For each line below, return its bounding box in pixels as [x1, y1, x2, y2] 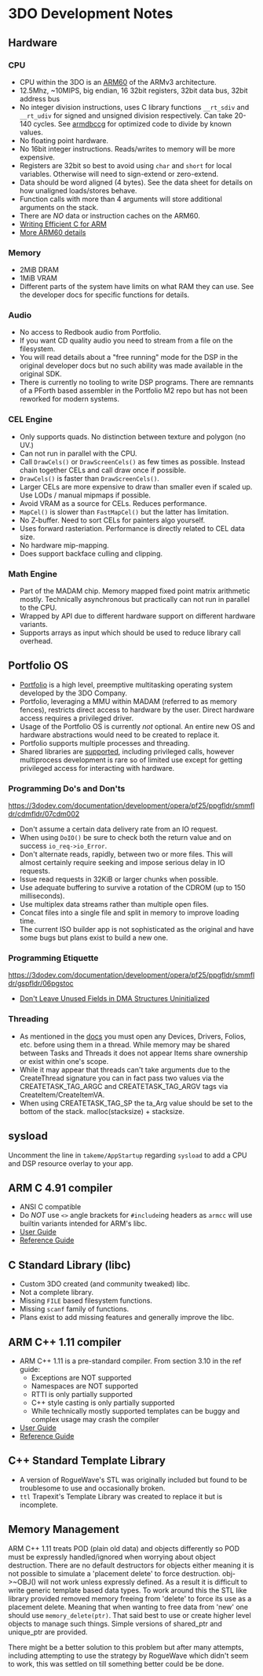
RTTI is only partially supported [31, 1390, 133, 1399]
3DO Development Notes [8, 5, 174, 23]
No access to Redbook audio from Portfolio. [19, 328, 162, 337]
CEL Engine [8, 414, 53, 425]
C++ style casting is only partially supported [31, 1398, 175, 1407]
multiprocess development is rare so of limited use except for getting [19, 755, 243, 765]
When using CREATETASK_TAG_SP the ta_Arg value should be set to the [19, 1098, 254, 1108]
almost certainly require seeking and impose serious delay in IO [19, 858, 225, 867]
